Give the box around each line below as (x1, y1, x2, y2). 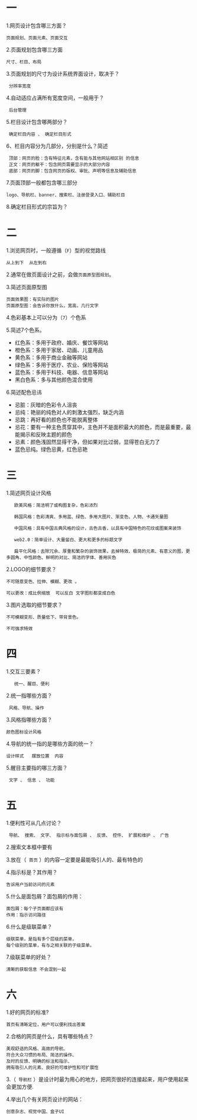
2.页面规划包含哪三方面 (6, 46, 63, 53)
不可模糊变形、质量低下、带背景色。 (6, 614, 82, 620)
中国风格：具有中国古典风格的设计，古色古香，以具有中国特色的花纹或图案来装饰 (14, 525, 182, 531)
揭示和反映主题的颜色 (20, 431, 72, 438)
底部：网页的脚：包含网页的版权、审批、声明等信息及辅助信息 (8, 168, 137, 174)
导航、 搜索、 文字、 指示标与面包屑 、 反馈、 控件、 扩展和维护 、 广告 (8, 832, 170, 838)
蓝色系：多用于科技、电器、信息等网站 (14, 369, 108, 376)
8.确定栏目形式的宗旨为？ (6, 203, 68, 210)
